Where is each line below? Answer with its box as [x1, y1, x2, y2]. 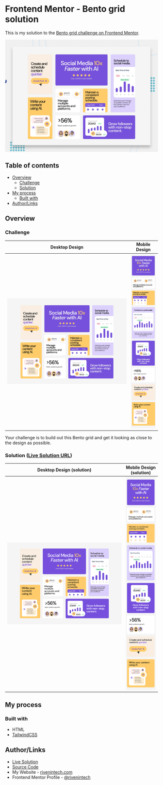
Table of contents [5, 162, 59, 170]
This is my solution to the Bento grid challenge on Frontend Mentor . [5, 30, 140, 36]
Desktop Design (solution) [37, 467, 92, 473]
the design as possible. [5, 440, 51, 446]
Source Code [12, 764, 39, 770]
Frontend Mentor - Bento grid [5, 3, 125, 15]
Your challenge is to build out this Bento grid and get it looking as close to [5, 434, 152, 440]
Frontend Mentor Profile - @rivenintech [12, 774, 91, 780]
